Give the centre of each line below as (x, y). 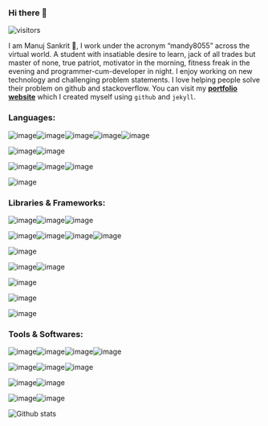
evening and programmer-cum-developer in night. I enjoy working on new (130, 71)
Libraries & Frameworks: (57, 202)
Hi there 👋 (28, 13)
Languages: (32, 118)
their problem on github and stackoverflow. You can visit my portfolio (123, 88)
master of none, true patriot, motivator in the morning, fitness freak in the (129, 63)
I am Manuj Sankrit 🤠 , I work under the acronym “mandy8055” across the (129, 46)
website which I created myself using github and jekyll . (102, 97)
